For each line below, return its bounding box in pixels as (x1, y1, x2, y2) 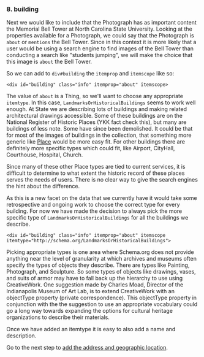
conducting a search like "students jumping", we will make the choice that (6, 52, 193, 59)
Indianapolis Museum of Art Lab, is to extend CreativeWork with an (6, 288, 175, 295)
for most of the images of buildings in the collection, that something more (6, 131, 192, 139)
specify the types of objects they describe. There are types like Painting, (6, 261, 190, 269)
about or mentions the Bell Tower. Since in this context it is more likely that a (6, 39, 197, 46)
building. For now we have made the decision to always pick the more (6, 207, 183, 215)
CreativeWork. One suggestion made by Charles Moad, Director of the (6, 281, 184, 288)
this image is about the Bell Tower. (6, 58, 93, 66)
